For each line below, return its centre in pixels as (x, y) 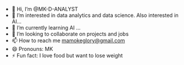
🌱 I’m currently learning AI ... (46, 28)
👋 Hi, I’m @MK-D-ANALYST (45, 9)
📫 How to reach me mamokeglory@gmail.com (68, 40)
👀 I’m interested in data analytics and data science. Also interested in (95, 15)
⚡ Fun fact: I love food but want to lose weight (67, 55)
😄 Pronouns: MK (32, 49)
